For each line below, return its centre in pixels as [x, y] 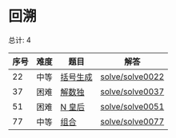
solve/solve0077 [132, 121]
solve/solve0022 [132, 77]
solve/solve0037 [132, 91]
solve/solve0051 [132, 106]
